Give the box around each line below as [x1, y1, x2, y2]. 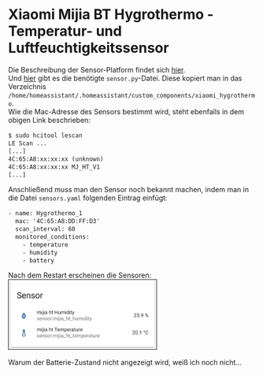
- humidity [22, 248, 58, 257]
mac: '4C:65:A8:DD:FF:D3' [15, 217, 101, 225]
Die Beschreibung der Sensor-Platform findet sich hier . [8, 65, 186, 74]
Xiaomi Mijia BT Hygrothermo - [8, 6, 214, 24]
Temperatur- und [8, 22, 122, 40]
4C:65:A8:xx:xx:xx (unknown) [8, 155, 104, 163]
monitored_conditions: [15, 232, 90, 241]
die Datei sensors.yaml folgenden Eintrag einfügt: [8, 193, 168, 202]
